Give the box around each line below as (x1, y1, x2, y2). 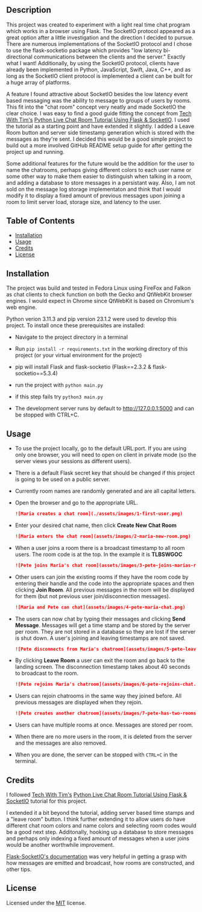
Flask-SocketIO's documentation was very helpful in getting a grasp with (6, 853, 187, 860)
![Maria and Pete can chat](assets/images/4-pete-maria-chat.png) (14, 604, 186, 610)
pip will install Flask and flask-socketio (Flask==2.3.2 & (14, 363, 152, 371)
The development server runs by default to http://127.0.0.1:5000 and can (14, 405, 195, 412)
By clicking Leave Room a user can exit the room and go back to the (14, 657, 185, 664)
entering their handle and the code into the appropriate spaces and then (14, 579, 195, 587)
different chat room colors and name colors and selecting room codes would (6, 821, 197, 829)
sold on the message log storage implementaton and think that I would (6, 185, 181, 193)
